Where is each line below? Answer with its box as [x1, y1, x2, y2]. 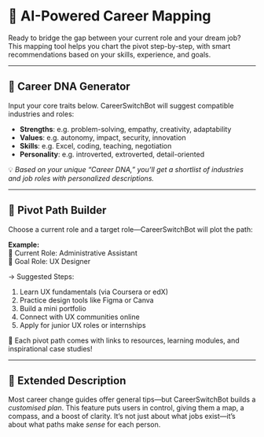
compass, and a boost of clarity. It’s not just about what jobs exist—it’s [8, 412, 236, 421]
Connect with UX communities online [19, 312, 140, 321]
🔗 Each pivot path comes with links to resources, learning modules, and [8, 336, 240, 345]
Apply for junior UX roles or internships [19, 320, 147, 329]
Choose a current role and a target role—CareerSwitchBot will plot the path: [8, 224, 253, 234]
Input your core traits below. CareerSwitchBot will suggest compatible [8, 101, 234, 110]
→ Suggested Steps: [8, 271, 75, 281]
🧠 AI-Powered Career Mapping [8, 7, 211, 25]
